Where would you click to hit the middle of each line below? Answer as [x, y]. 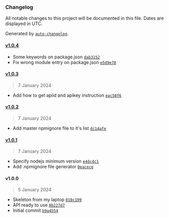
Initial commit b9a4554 [35, 210]
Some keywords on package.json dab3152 [56, 57]
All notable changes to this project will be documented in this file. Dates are [85, 18]
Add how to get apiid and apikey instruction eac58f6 [67, 95]
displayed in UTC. [24, 24]
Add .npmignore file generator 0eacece [53, 167]
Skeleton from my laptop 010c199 [47, 200]
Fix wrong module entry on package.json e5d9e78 [64, 62]
